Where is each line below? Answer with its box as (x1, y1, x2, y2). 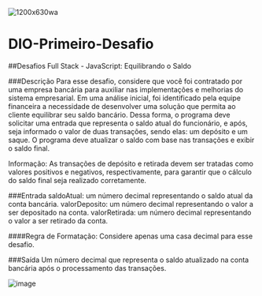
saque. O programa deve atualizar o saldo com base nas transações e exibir (8, 135, 255, 144)
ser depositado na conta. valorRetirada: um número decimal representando (8, 208, 252, 217)
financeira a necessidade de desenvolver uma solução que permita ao (8, 101, 236, 111)
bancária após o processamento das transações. (8, 263, 167, 272)
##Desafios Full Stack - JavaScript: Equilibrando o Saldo (8, 61, 191, 70)
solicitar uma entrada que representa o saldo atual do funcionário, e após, (8, 118, 248, 128)
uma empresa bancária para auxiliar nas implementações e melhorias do (8, 84, 244, 94)
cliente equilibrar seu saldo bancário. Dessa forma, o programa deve (8, 110, 231, 119)
